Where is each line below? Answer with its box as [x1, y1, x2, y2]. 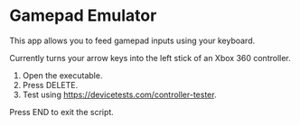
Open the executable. [22, 69, 103, 81]
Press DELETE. [22, 79, 79, 90]
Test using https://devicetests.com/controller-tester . [22, 89, 217, 100]
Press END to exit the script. [9, 106, 115, 117]
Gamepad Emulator [9, 5, 157, 26]
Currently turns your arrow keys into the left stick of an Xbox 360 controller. [9, 52, 291, 63]
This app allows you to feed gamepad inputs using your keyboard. [9, 35, 256, 46]
